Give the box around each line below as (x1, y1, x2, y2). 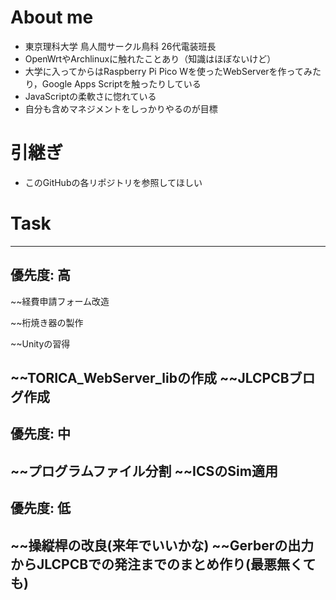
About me (10, 6, 94, 29)
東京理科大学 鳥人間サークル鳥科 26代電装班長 (24, 40, 217, 52)
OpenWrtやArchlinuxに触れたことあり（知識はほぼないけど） (24, 52, 277, 65)
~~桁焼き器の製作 (10, 316, 84, 328)
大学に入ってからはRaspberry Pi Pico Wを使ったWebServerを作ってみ (24, 65, 313, 77)
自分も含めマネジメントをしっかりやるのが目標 (24, 102, 218, 115)
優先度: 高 (10, 267, 71, 284)
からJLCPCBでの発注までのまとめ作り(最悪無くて (10, 556, 317, 573)
